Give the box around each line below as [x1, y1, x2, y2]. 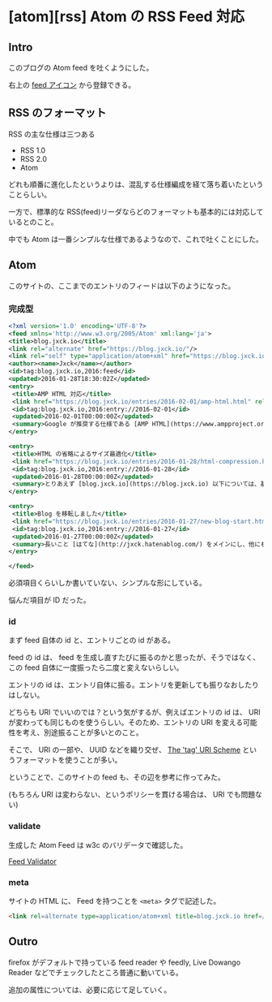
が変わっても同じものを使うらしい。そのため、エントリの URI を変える [8, 718, 244, 728]
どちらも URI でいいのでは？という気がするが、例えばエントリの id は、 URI [8, 707, 261, 717]
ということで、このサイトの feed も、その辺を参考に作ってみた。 [8, 772, 225, 782]
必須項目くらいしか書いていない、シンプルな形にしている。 [8, 578, 206, 588]
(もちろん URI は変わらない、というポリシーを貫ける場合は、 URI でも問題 [8, 789, 256, 800]
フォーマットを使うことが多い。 [15, 755, 122, 765]
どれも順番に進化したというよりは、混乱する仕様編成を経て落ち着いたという [8, 179, 264, 189]
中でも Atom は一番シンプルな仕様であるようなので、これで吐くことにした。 [8, 234, 263, 244]
